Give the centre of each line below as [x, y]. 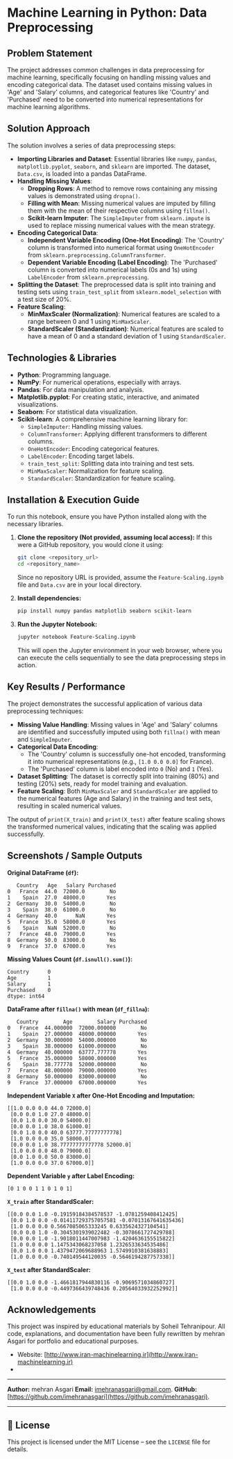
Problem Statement [50, 53]
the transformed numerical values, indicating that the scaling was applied [112, 826]
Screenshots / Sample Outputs [75, 856]
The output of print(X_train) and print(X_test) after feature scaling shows [116, 819]
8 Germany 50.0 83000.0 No [62, 940]
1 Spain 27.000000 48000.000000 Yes [77, 1034]
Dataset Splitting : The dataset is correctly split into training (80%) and [118, 776]
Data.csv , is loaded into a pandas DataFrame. [82, 173]
